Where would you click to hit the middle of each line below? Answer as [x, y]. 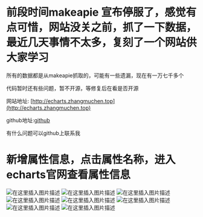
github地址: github [28, 120]
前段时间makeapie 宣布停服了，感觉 [96, 12]
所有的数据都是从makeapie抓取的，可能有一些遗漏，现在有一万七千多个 [95, 75]
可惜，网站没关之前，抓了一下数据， [107, 27]
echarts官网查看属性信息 [69, 175]
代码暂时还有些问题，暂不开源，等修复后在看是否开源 [72, 88]
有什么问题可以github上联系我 [43, 133]
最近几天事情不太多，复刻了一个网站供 [102, 42]
